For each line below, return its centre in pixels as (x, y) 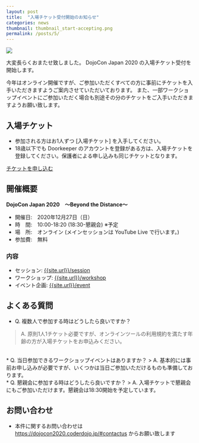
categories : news (28, 23)
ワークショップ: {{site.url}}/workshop (60, 278)
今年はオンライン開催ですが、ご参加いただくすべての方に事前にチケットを (97, 83)
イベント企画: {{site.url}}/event (52, 285)
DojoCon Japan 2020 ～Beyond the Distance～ (67, 204)
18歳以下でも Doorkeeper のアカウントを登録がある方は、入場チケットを (104, 148)
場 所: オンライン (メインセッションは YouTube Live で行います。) (97, 232)
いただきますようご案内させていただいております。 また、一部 (87, 90)
